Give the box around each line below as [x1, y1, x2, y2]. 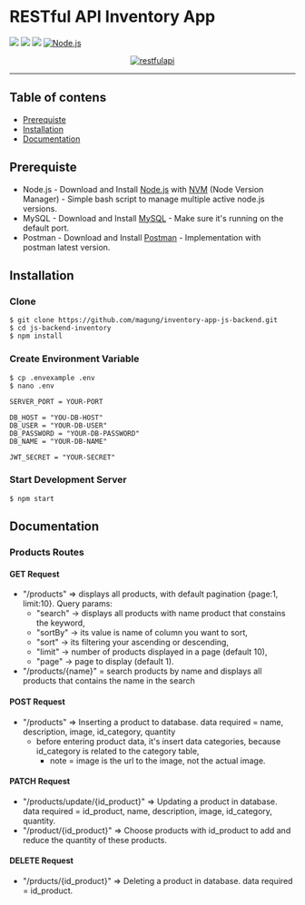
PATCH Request [9, 776, 71, 787]
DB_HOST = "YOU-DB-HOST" [9, 413, 103, 422]
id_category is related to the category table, [35, 745, 200, 756]
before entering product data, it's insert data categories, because [35, 735, 281, 746]
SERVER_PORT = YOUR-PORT [9, 397, 103, 406]
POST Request [9, 696, 65, 707]
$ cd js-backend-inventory [9, 324, 112, 333]
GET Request [9, 568, 60, 579]
